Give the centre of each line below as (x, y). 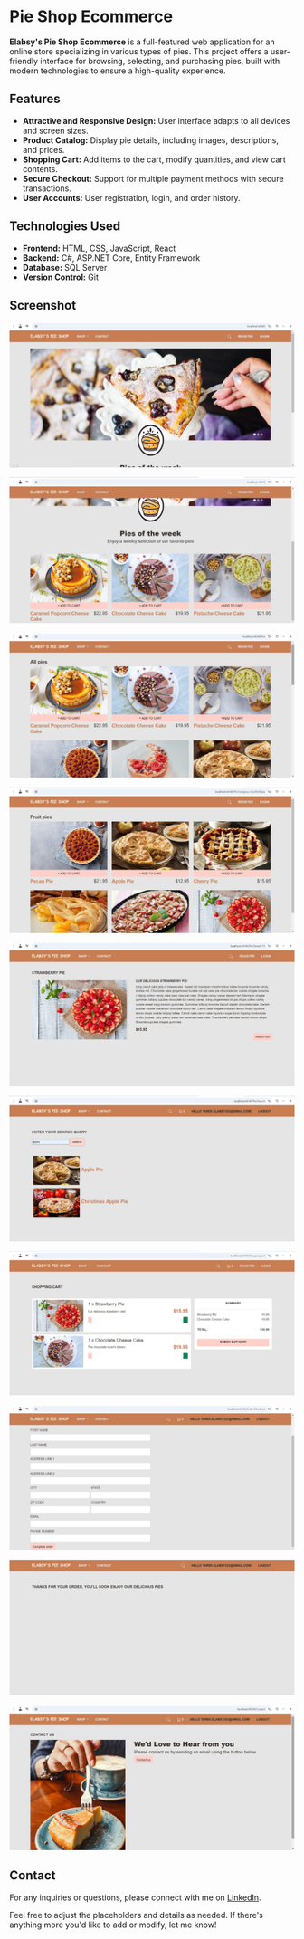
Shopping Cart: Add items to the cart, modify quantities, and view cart (154, 159)
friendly (24, 61)
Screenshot (43, 305)
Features (35, 99)
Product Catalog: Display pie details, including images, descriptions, (150, 140)
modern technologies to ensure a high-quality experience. (118, 71)
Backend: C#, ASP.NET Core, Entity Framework (111, 258)
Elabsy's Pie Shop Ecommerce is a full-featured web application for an (142, 42)
